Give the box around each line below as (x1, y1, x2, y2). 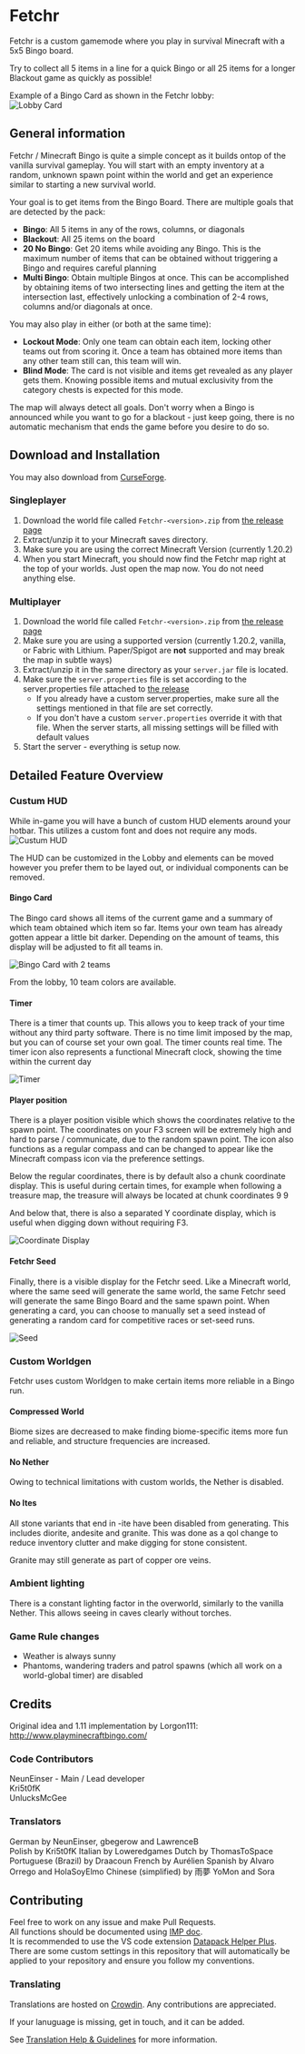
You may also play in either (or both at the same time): (9, 319, 212, 329)
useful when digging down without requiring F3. (9, 1217, 189, 1228)
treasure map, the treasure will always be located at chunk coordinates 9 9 (9, 1190, 289, 1201)
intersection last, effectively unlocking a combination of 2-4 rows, (22, 291, 270, 302)
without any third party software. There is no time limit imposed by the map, (9, 1027, 293, 1038)
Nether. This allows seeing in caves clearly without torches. (9, 1607, 232, 1618)
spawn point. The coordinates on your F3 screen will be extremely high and (9, 1125, 292, 1135)
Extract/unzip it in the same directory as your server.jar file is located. (22, 664, 289, 675)
